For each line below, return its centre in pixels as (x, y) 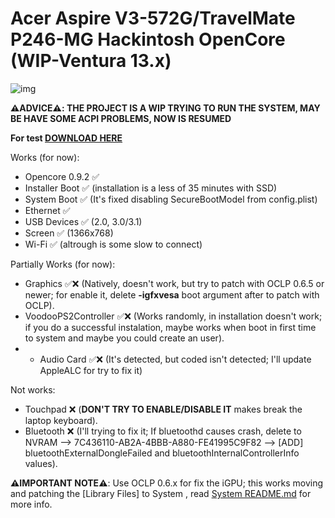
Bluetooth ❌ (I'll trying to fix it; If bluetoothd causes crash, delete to (163, 431)
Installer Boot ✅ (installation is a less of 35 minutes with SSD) (151, 188)
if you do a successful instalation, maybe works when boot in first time (170, 327)
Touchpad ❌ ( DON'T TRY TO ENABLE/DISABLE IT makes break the (163, 409)
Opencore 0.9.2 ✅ (62, 176)
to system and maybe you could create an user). (124, 338)
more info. (31, 504)
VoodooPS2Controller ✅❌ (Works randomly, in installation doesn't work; (173, 316)
